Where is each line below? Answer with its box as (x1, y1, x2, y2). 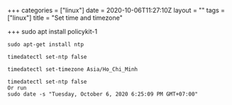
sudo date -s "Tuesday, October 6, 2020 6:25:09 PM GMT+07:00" (7, 91, 199, 98)
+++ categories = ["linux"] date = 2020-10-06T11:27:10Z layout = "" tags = (7, 6, 226, 14)
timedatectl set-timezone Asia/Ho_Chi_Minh (7, 66, 138, 73)
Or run (7, 84, 27, 92)
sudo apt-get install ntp (7, 41, 84, 48)
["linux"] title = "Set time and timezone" (7, 13, 123, 22)
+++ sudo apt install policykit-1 (7, 28, 98, 35)
